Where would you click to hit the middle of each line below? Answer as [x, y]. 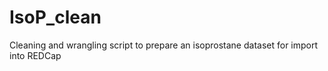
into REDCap [35, 55]
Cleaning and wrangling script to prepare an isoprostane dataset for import [164, 45]
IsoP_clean [55, 17]
